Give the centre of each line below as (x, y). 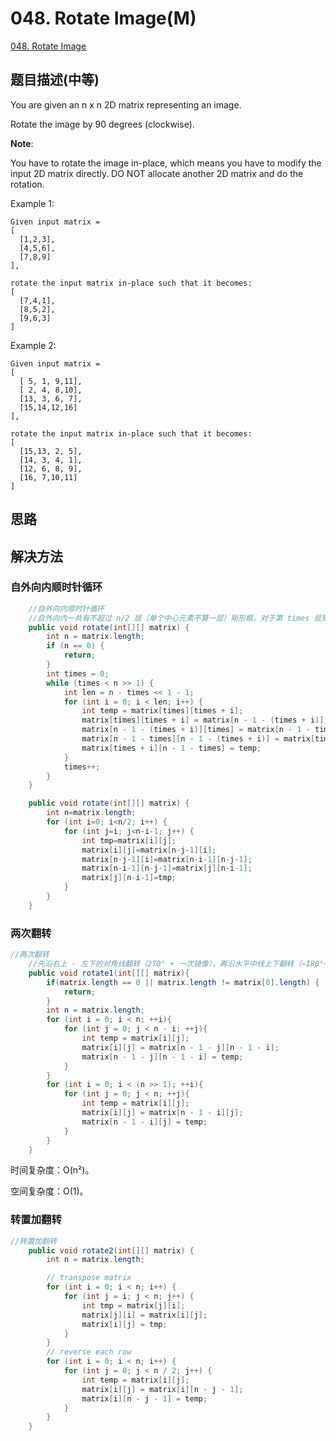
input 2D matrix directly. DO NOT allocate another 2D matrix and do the (157, 173)
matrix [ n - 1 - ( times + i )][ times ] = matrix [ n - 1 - (196, 730)
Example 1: (32, 203)
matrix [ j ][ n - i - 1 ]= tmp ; (129, 878)
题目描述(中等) (55, 80)
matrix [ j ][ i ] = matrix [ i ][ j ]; (144, 1315)
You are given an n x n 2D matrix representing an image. (126, 104)
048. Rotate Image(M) (103, 18)
